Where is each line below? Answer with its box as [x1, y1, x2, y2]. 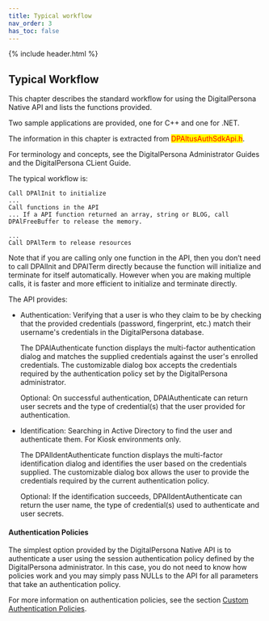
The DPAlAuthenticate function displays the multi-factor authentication [19, 343, 256, 353]
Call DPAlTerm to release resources [8, 239, 132, 247]
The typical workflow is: [8, 174, 89, 184]
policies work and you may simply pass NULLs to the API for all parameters [8, 571, 258, 581]
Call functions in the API [8, 204, 99, 212]
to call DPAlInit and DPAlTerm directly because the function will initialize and [8, 262, 262, 272]
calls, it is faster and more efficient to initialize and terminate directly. [8, 279, 237, 289]
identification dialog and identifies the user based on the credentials [19, 458, 247, 469]
